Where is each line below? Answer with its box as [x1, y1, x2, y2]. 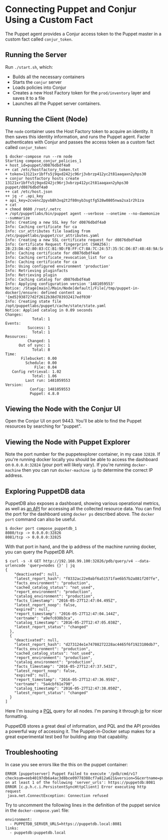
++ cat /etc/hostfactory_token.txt [5, 167, 79, 172]
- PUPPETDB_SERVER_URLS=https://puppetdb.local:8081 [9, 821, 122, 826]
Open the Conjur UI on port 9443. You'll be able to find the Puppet [5, 418, 141, 424]
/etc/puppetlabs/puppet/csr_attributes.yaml [5, 233, 99, 238]
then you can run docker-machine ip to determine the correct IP [22, 467, 153, 473]
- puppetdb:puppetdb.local [9, 830, 66, 835]
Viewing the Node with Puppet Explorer [5, 438, 130, 446]
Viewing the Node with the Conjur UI [5, 404, 121, 413]
